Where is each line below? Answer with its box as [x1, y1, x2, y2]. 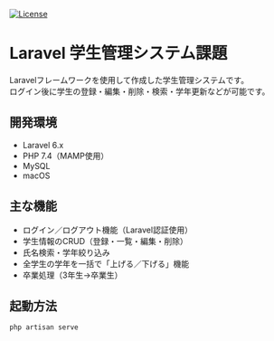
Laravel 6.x [22, 139, 64, 150]
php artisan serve [9, 323, 79, 332]
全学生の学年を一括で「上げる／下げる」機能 [22, 258, 190, 269]
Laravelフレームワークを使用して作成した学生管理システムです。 [9, 74, 250, 85]
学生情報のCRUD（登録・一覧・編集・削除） [22, 235, 188, 246]
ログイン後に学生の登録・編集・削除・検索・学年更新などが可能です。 [9, 86, 270, 97]
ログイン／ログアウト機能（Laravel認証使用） [22, 224, 193, 235]
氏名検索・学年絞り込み [22, 247, 110, 258]
